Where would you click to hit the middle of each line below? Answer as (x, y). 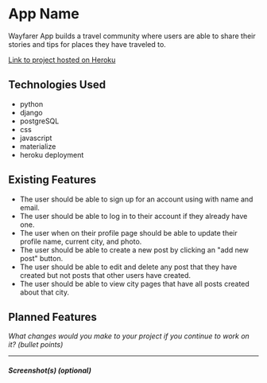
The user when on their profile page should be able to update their (129, 233)
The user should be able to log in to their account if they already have (133, 216)
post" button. (41, 258)
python (31, 104)
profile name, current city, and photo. (81, 241)
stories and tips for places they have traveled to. (87, 44)
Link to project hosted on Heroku (62, 60)
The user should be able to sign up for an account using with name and (136, 199)
